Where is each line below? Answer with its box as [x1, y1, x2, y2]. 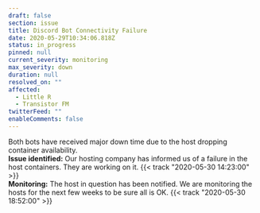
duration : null [8, 71, 59, 79]
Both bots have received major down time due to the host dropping [8, 137, 228, 146]
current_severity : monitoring [8, 56, 109, 64]
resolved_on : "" [8, 78, 62, 86]
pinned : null [8, 48, 52, 56]
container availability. [8, 145, 78, 155]
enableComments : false [8, 115, 83, 123]
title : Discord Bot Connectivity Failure [8, 26, 148, 34]
